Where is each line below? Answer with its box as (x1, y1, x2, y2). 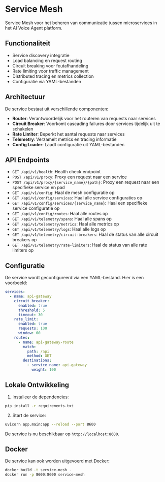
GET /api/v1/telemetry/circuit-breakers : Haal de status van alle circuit (12, 231, 159, 237)
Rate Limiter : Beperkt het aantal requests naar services (12, 131, 125, 137)
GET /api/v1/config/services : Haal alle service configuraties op (12, 195, 143, 201)
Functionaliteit (5, 39, 51, 48)
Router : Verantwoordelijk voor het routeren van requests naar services (12, 115, 156, 121)
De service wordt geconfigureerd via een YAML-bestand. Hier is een (5, 275, 144, 281)
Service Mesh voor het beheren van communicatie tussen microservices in (5, 20, 157, 26)
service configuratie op (12, 205, 60, 211)
